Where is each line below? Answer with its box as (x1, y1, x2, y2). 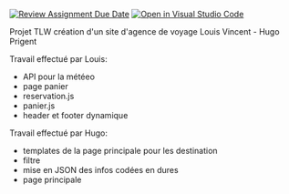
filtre (22, 155, 41, 166)
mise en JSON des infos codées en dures (22, 165, 180, 175)
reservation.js (22, 91, 75, 101)
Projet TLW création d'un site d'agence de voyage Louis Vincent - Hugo (9, 26, 280, 36)
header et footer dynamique (22, 110, 129, 120)
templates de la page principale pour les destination (22, 146, 218, 156)
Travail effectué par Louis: (9, 54, 108, 64)
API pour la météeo (22, 71, 96, 82)
